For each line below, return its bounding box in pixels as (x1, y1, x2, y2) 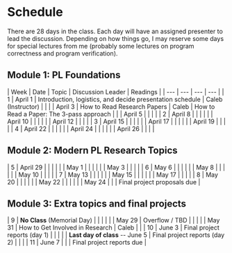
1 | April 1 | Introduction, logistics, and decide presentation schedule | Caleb (7, 95, 223, 103)
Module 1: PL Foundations (7, 69, 121, 81)
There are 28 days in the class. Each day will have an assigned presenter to (7, 27, 224, 35)
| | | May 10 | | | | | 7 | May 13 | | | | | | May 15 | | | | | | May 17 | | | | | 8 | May (7, 171, 219, 179)
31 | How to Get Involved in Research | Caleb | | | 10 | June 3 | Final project (7, 223, 220, 232)
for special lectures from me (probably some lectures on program (7, 42, 194, 50)
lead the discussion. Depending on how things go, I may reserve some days (7, 34, 224, 42)
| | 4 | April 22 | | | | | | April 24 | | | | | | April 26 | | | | (7, 124, 155, 132)
